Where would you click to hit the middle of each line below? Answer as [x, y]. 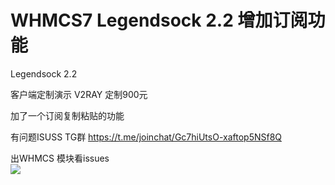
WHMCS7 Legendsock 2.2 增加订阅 [159, 20]
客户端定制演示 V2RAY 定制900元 [79, 94]
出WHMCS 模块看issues [60, 158]
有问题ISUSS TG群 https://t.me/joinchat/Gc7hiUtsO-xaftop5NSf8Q [146, 137]
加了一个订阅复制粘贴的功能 [67, 115]
